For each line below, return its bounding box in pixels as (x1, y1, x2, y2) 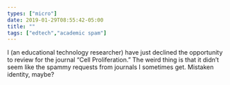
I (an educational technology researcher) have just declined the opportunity (7, 48, 223, 57)
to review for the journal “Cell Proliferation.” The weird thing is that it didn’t (7, 56, 220, 64)
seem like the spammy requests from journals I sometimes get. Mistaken (7, 63, 214, 71)
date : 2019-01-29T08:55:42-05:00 (7, 17, 104, 23)
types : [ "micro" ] (7, 10, 57, 17)
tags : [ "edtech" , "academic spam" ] (7, 29, 107, 37)
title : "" (7, 23, 36, 30)
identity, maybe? (7, 70, 55, 79)
